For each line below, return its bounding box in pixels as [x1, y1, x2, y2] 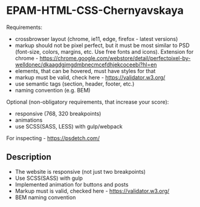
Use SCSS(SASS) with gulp [15, 174, 83, 182]
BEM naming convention [15, 194, 76, 201]
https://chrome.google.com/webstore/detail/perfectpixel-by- [39, 54, 191, 62]
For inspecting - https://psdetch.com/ [6, 134, 100, 142]
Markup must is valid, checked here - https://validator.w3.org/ [15, 187, 170, 194]
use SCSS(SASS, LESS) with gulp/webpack [15, 123, 123, 130]
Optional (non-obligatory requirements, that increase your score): [6, 98, 169, 106]
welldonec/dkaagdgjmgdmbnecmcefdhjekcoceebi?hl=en [15, 61, 157, 68]
